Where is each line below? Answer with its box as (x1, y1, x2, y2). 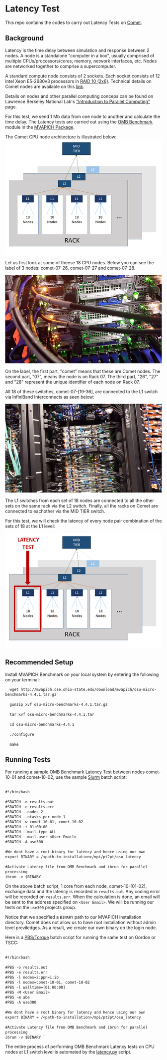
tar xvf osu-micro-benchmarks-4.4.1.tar (9, 712, 94, 717)
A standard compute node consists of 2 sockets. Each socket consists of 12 (5, 73, 160, 79)
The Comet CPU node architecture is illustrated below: (5, 133, 117, 140)
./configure (9, 732, 35, 737)
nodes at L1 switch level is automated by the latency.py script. (5, 1049, 132, 1055)
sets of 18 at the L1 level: (5, 523, 55, 529)
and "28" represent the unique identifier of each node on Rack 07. (5, 379, 140, 385)
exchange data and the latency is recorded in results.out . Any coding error (5, 888, 161, 894)
